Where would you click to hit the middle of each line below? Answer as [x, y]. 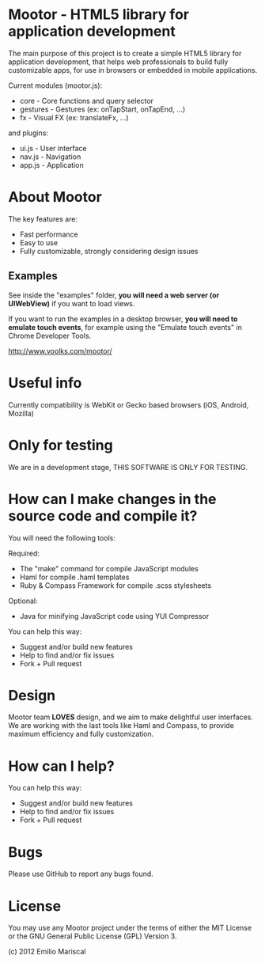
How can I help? [61, 766]
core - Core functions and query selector [87, 100]
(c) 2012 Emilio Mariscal [47, 952]
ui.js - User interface [53, 148]
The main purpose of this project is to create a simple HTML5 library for [125, 53]
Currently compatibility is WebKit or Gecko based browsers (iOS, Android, [129, 404]
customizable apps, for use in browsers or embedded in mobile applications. [133, 70]
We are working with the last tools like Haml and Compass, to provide [121, 726]
